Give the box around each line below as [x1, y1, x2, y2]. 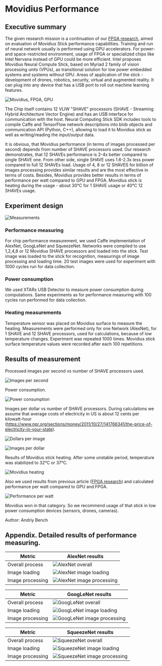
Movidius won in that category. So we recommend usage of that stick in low [5, 502, 156, 508]
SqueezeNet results [67, 629, 114, 636]
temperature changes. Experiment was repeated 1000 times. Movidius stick [5, 336, 156, 342]
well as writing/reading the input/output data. [5, 132, 95, 137]
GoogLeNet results [67, 591, 112, 598]
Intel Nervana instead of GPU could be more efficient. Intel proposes [5, 56, 141, 62]
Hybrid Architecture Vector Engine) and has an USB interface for [5, 111, 134, 117]
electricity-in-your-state [5, 426, 53, 432]
